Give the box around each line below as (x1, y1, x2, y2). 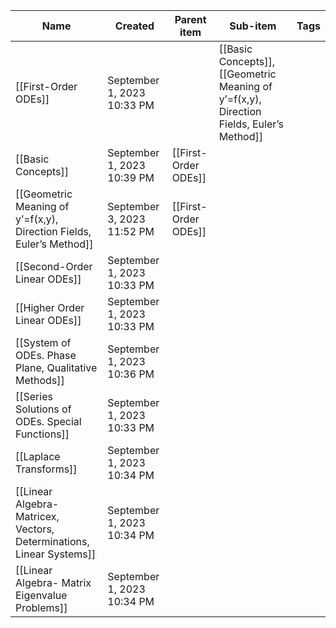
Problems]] (15, 601, 68, 614)
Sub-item (229, 19, 277, 33)
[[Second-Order (15, 260, 93, 273)
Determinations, (15, 535, 90, 548)
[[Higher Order (15, 301, 85, 314)
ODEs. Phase (15, 349, 77, 362)
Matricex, (15, 510, 60, 523)
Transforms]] (15, 462, 78, 476)
